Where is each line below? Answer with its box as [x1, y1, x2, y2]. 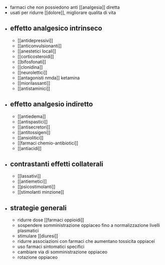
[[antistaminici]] [17, 85, 50, 91]
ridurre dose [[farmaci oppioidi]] [17, 217, 84, 223]
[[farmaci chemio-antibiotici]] [17, 140, 79, 146]
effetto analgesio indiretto [10, 100, 93, 108]
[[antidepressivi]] [17, 37, 54, 43]
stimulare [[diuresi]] [17, 233, 59, 239]
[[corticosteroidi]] [17, 53, 54, 59]
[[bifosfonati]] [17, 59, 46, 65]
